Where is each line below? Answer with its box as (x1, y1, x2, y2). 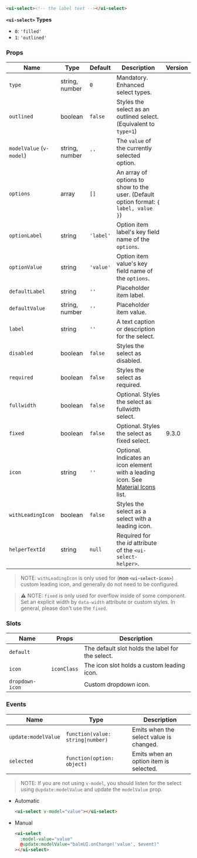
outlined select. (116, 112, 159, 121)
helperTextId (9, 546, 46, 553)
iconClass (51, 666, 79, 673)
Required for (116, 532, 151, 540)
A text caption (116, 318, 155, 326)
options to (116, 176, 145, 184)
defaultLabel (9, 288, 46, 295)
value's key (116, 259, 148, 268)
